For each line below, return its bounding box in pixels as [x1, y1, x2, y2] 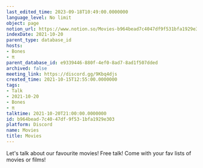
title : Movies [6, 133, 42, 139]
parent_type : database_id [6, 37, 71, 43]
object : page [6, 20, 39, 26]
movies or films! [6, 156, 47, 163]
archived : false [6, 65, 47, 72]
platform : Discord [6, 122, 53, 128]
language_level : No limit [6, 15, 71, 21]
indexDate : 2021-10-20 [6, 32, 63, 38]
